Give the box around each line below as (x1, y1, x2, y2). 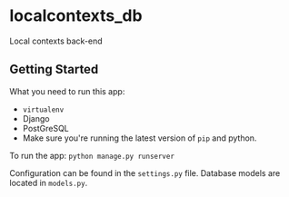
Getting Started (9, 62, 99, 77)
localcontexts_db (9, 5, 143, 26)
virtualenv (22, 105, 65, 114)
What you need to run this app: (9, 85, 125, 96)
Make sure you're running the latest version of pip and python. (22, 133, 257, 143)
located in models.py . (9, 177, 88, 188)
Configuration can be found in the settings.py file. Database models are (9, 167, 281, 178)
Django (22, 113, 50, 123)
